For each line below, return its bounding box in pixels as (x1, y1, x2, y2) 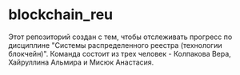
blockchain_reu (8, 6, 114, 24)
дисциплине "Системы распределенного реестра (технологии (8, 40, 222, 49)
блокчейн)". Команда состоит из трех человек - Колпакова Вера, (8, 49, 232, 58)
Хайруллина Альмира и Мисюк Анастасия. (8, 57, 154, 67)
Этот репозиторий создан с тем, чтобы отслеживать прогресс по (8, 32, 233, 41)
